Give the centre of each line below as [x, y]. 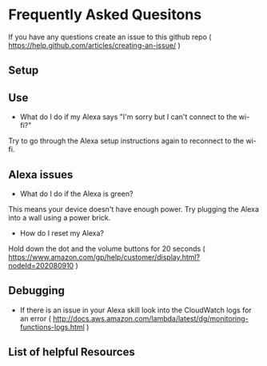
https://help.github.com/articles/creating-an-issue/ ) [95, 45]
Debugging [37, 290]
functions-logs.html [52, 327]
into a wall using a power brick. [60, 217]
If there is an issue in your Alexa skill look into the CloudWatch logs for [135, 310]
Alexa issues [41, 175]
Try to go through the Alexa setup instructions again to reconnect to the [126, 141]
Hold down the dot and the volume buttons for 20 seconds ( [107, 249]
